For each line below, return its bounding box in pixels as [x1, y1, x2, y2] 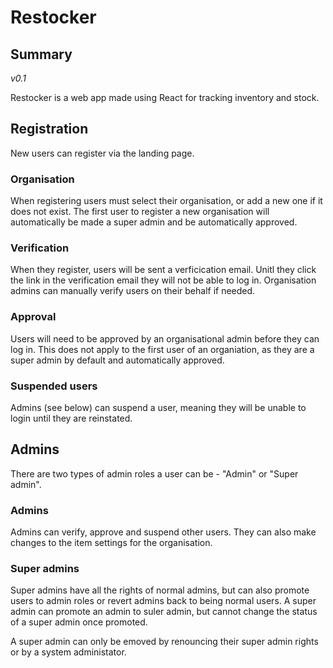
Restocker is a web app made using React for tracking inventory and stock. [10, 92, 320, 103]
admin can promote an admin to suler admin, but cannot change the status [10, 606, 318, 618]
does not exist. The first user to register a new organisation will [10, 206, 270, 218]
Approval [10, 310, 57, 324]
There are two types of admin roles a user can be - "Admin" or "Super [10, 467, 299, 480]
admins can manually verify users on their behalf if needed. [10, 285, 256, 297]
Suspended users [10, 379, 98, 393]
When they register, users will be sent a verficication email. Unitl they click [10, 264, 317, 276]
